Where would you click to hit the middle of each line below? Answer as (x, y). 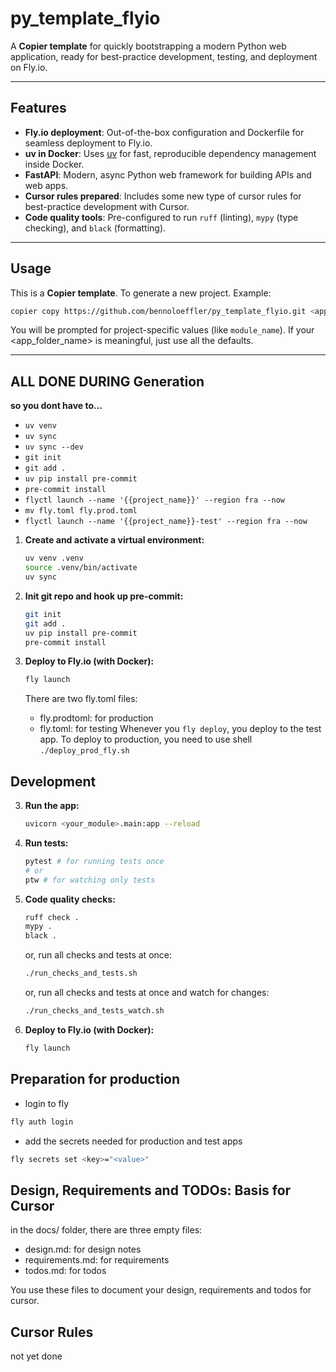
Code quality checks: (70, 899)
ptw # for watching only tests (90, 880)
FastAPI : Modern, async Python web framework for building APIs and (168, 174)
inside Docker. (54, 164)
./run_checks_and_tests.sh (81, 973)
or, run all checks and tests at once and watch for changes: (147, 993)
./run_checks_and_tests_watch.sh (94, 1011)
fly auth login (42, 1122)
